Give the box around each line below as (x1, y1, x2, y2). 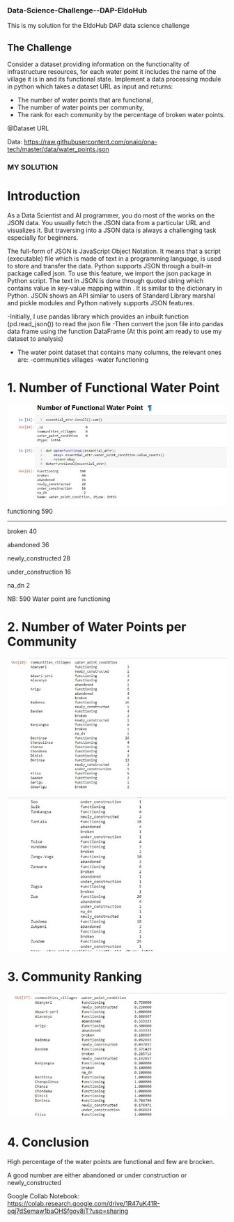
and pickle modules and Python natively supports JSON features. (7, 298, 195, 307)
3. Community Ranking (7, 969, 143, 985)
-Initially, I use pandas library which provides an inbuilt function (7, 312, 189, 321)
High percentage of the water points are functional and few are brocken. (7, 1158, 215, 1166)
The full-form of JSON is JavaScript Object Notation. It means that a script (7, 247, 221, 255)
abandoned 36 (7, 540, 49, 549)
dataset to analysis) (7, 334, 64, 343)
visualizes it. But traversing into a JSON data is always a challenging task (7, 226, 217, 234)
